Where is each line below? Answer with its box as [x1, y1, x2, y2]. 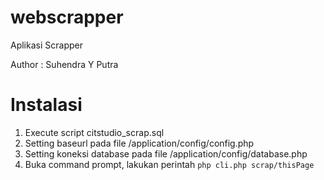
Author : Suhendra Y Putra [10, 58, 119, 70]
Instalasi [10, 94, 83, 116]
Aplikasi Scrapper [10, 39, 83, 51]
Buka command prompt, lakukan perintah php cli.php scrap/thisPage [24, 158, 315, 170]
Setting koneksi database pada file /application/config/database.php [24, 147, 308, 160]
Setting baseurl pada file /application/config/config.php [24, 137, 255, 149]
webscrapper [10, 6, 124, 29]
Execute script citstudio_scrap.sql [24, 126, 165, 138]
